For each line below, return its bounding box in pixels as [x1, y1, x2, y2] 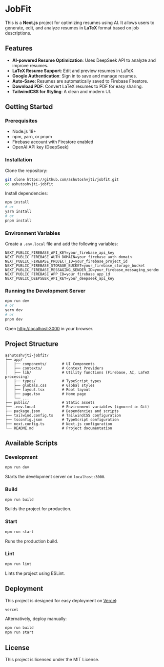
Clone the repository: [5, 168, 48, 173]
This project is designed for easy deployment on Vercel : [5, 597, 118, 603]
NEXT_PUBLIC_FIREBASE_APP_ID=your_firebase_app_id [5, 272, 110, 277]
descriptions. [5, 30, 32, 36]
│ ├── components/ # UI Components [5, 361, 95, 366]
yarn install [5, 209, 32, 214]
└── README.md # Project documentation [5, 425, 112, 431]
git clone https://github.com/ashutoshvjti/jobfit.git [5, 177, 119, 182]
